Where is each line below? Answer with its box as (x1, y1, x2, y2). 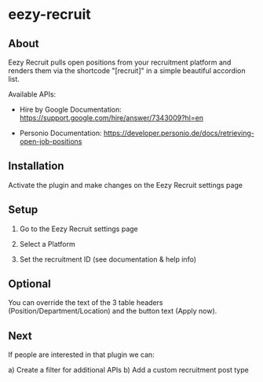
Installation (8, 160, 64, 173)
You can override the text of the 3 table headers (8, 298, 163, 307)
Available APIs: (8, 90, 57, 99)
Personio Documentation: (19, 128, 102, 138)
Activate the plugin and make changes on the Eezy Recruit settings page (8, 180, 243, 189)
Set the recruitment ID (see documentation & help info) (19, 254, 197, 264)
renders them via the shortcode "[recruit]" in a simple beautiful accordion (8, 66, 246, 75)
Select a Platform (19, 239, 76, 248)
